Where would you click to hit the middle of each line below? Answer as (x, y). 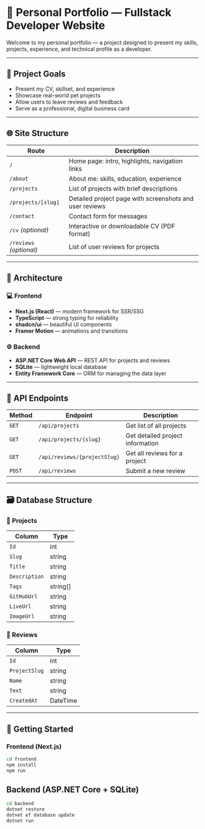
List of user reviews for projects (114, 246)
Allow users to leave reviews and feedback (69, 102)
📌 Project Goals (36, 74)
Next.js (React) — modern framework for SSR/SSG (80, 311)
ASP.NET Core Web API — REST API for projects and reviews (92, 360)
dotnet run (20, 821)
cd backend (20, 804)
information (142, 444)
